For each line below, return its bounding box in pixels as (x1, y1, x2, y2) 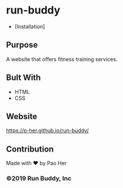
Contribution (6, 144, 54, 154)
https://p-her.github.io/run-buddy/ (6, 127, 89, 134)
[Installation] (14, 23, 45, 30)
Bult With (6, 73, 41, 83)
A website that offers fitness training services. (6, 55, 118, 62)
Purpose (6, 40, 38, 50)
